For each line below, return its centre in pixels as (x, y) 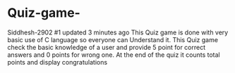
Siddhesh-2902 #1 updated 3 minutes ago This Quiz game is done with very (118, 32)
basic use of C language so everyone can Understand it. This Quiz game (113, 39)
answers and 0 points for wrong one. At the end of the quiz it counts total (114, 55)
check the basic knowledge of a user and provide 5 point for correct (107, 47)
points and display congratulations (58, 62)
